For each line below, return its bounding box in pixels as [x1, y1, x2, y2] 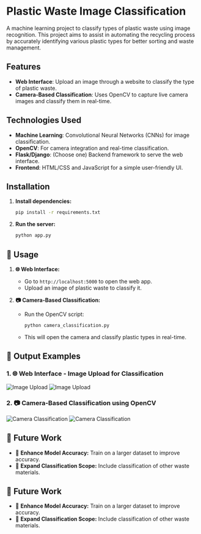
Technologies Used [6, 115, 81, 126]
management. [6, 44, 42, 51]
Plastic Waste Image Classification [6, 4, 186, 18]
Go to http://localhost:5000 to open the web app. [24, 277, 153, 285]
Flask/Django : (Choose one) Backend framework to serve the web [15, 151, 183, 158]
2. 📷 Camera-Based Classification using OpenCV [6, 399, 156, 408]
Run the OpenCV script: [24, 310, 84, 318]
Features [6, 62, 41, 72]
